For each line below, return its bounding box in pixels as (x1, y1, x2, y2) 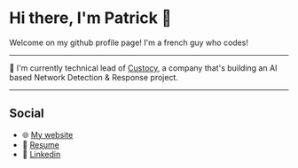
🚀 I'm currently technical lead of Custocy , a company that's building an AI (9, 62, 278, 73)
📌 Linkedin (21, 149, 61, 159)
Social (9, 106, 44, 121)
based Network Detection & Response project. (9, 72, 179, 82)
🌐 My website (21, 129, 74, 140)
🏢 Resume (21, 139, 59, 149)
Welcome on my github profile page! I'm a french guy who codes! (9, 37, 248, 48)
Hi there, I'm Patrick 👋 (9, 8, 172, 28)
